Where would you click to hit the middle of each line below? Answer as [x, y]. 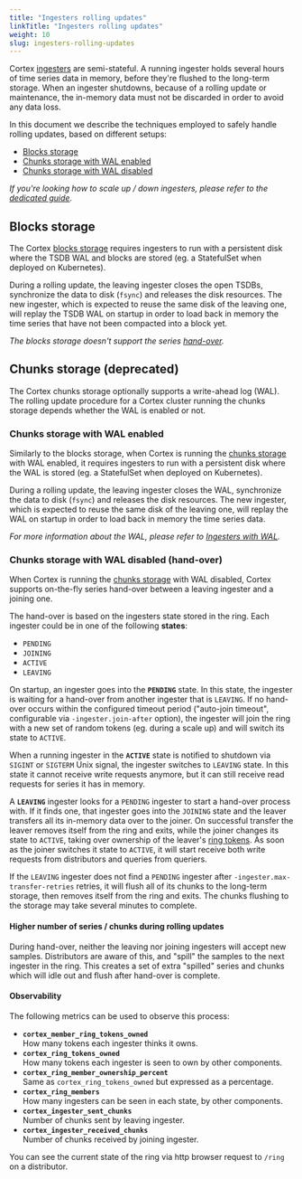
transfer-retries [42, 887]
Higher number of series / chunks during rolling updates [117, 927]
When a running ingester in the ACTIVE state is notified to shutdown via [140, 755]
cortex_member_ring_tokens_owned [85, 1034]
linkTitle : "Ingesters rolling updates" [87, 26]
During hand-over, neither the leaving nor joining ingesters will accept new [148, 947]
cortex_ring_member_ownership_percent [95, 1072]
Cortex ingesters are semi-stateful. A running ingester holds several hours [147, 69]
